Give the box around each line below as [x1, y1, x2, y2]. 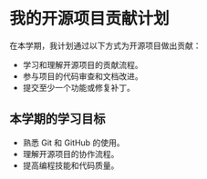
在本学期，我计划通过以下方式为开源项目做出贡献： [9, 40, 202, 51]
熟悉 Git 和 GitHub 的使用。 [22, 137, 125, 148]
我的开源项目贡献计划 [9, 8, 171, 29]
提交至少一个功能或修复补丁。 [22, 82, 135, 93]
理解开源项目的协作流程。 [22, 148, 119, 159]
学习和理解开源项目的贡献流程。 [22, 59, 143, 70]
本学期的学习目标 [9, 111, 106, 127]
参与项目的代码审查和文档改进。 [22, 70, 143, 82]
